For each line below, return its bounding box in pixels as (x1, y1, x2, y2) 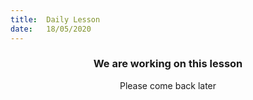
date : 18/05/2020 (10, 24, 92, 34)
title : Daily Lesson (10, 14, 101, 25)
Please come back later (119, 79, 217, 91)
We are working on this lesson (93, 57, 243, 71)
